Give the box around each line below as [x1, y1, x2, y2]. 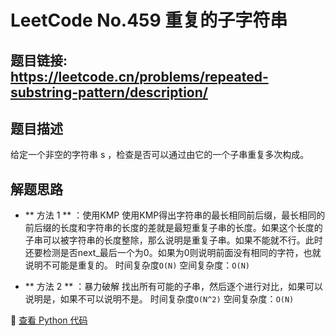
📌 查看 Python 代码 [10, 314, 88, 326]
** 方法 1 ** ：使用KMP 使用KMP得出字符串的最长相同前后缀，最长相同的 [24, 209, 326, 221]
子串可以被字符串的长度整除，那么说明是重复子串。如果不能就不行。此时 [24, 234, 323, 246]
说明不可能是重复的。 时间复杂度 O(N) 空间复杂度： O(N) [24, 259, 250, 271]
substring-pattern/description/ [10, 84, 208, 101]
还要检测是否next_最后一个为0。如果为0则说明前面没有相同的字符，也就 [24, 247, 322, 259]
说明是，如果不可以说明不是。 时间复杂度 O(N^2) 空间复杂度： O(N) [24, 293, 295, 305]
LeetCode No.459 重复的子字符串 [10, 9, 288, 32]
